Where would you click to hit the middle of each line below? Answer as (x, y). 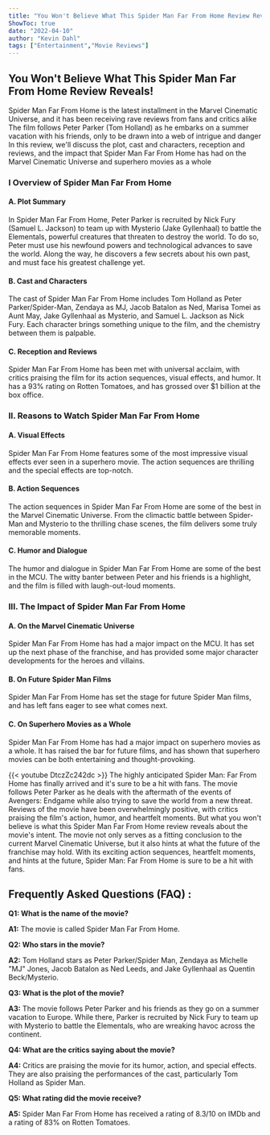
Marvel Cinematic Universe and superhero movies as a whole (110, 161)
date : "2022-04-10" (41, 31)
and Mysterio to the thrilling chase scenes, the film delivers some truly (141, 524)
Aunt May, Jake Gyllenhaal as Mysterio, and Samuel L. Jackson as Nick (127, 316)
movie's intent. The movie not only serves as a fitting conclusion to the (125, 835)
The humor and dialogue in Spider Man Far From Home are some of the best (135, 568)
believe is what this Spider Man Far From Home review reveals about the (128, 826)
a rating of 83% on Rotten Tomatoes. (70, 1123)
